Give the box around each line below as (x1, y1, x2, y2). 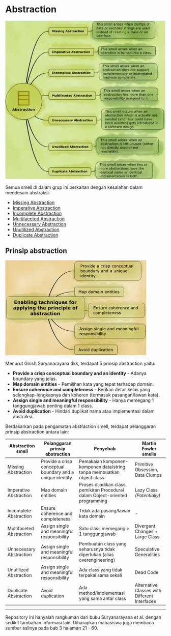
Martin (141, 440, 157, 446)
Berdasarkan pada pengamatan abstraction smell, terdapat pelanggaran (5, 423, 156, 429)
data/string (102, 464, 126, 470)
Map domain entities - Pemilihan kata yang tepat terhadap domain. (12, 381, 154, 387)
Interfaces (134, 598, 156, 604)
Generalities (134, 552, 160, 558)
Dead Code (134, 569, 159, 575)
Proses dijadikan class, (78, 482, 127, 488)
